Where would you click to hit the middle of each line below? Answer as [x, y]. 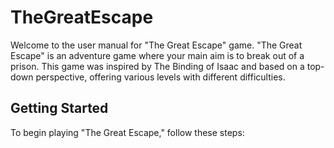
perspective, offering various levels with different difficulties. [160, 77]
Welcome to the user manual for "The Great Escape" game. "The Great [156, 45]
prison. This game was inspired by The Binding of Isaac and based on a [157, 66]
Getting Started [59, 108]
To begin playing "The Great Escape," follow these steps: [127, 132]
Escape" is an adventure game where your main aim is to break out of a [157, 55]
